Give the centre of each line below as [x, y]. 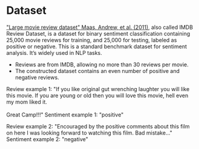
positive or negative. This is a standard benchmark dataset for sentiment [97, 46]
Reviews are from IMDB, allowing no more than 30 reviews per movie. [102, 65]
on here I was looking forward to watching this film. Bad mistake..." [89, 133]
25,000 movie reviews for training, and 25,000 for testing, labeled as [92, 40]
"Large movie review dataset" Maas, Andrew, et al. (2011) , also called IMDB [100, 27]
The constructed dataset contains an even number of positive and [97, 71]
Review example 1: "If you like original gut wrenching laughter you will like [98, 89]
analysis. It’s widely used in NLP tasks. [54, 52]
